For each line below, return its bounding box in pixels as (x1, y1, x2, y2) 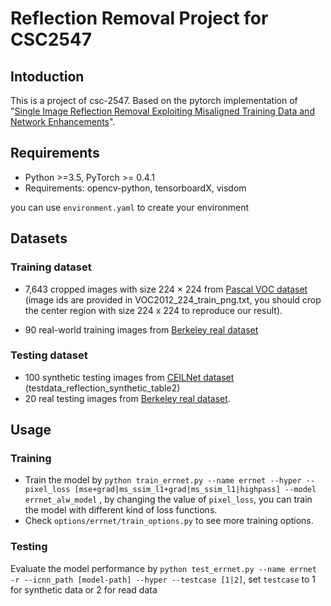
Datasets (10, 230, 68, 247)
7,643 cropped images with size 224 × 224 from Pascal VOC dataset (24, 283, 308, 295)
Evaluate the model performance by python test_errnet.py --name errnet (10, 562, 317, 574)
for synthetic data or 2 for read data (10, 583, 158, 596)
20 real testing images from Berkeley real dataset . (24, 392, 231, 404)
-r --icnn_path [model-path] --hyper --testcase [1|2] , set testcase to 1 (10, 573, 317, 585)
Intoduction (10, 68, 85, 85)
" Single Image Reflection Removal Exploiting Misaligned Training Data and (10, 105, 315, 117)
